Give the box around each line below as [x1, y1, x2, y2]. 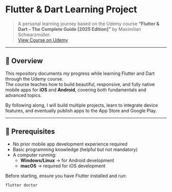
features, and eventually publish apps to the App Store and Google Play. [5, 107, 157, 113]
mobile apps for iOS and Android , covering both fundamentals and [5, 86, 146, 93]
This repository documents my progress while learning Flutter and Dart [5, 70, 155, 76]
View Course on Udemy [17, 37, 68, 43]
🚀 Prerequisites [5, 127, 55, 136]
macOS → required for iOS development [20, 163, 106, 169]
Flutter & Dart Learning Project [5, 4, 137, 15]
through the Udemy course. [5, 75, 63, 82]
